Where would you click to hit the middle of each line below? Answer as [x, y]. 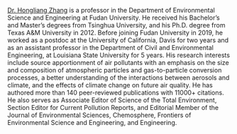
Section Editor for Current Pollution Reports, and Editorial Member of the [113, 108]
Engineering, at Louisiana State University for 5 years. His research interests [119, 55]
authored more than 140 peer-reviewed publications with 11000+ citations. [116, 92]
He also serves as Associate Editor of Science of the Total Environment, [112, 100]
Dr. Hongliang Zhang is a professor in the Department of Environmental [111, 10]
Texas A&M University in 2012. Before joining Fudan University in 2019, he [115, 32]
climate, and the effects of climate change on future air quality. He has [110, 85]
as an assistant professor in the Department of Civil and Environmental [111, 48]
